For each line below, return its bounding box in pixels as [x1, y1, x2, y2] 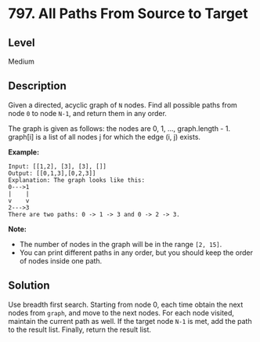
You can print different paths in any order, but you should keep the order [19, 248, 253, 257]
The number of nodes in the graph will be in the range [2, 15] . [19, 239, 222, 249]
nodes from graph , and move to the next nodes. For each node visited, [8, 307, 235, 318]
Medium [8, 56, 35, 66]
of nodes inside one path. [19, 256, 103, 265]
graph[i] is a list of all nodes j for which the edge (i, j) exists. [8, 132, 201, 141]
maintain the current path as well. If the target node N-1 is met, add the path [8, 316, 252, 326]
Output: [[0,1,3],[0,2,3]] [8, 169, 96, 177]
